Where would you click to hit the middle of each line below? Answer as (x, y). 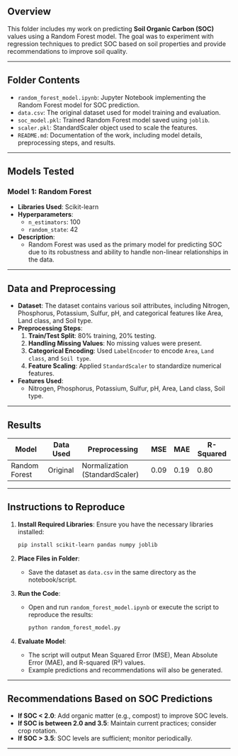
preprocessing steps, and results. (66, 142)
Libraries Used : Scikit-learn (58, 207)
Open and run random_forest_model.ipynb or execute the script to (124, 607)
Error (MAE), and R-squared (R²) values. (87, 662)
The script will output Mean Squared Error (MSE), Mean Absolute (123, 655)
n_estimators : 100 (54, 222)
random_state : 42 (53, 230)
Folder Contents (44, 80)
